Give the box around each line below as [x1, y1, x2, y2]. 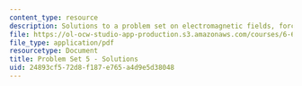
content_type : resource [9, 13, 99, 22]
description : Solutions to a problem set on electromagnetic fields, [9, 21, 276, 30]
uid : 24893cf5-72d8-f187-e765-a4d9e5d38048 [9, 64, 175, 73]
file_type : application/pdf [9, 38, 115, 47]
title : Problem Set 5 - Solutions [9, 55, 139, 64]
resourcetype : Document [9, 47, 99, 56]
